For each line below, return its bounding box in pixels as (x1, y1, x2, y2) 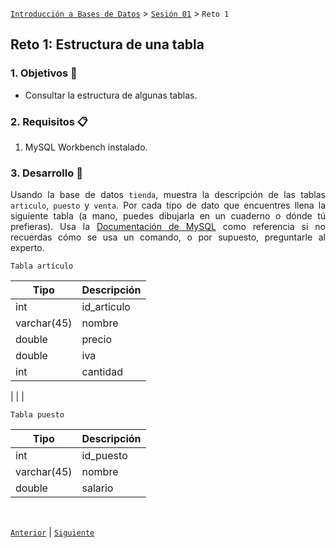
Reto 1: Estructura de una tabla (10, 36, 205, 53)
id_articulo (81, 300, 131, 314)
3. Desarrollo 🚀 (10, 166, 83, 180)
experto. (10, 242, 45, 254)
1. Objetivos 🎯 (10, 66, 78, 80)
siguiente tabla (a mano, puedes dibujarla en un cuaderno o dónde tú (10, 210, 326, 222)
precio (81, 333, 113, 347)
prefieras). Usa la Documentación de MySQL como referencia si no (10, 221, 326, 233)
